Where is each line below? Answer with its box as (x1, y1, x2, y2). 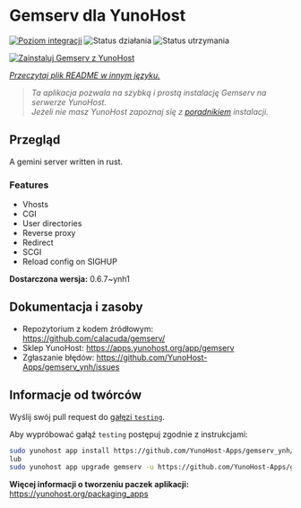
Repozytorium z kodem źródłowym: (21, 323, 154, 334)
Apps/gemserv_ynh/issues (21, 361, 120, 372)
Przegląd (9, 132, 61, 148)
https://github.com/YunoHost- (96, 352, 208, 363)
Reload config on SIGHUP (21, 257, 118, 267)
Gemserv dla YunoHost (9, 5, 186, 26)
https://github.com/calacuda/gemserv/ (21, 333, 166, 344)
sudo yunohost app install (9, 446, 110, 455)
